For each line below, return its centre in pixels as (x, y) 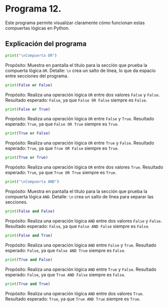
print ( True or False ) (28, 133)
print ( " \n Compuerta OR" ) (31, 55)
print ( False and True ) (29, 235)
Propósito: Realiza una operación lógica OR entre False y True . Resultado (80, 119)
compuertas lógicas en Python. (38, 28)
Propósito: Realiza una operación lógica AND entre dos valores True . (74, 293)
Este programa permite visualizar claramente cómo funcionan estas (75, 23)
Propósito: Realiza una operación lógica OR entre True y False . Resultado (80, 143)
